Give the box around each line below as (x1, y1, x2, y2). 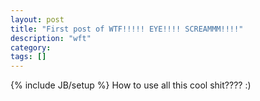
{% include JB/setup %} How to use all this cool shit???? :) (10, 79, 252, 91)
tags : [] (10, 52, 47, 62)
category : (10, 42, 52, 53)
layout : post (10, 14, 65, 25)
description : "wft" (10, 33, 92, 43)
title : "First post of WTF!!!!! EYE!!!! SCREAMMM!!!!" (10, 24, 244, 34)
